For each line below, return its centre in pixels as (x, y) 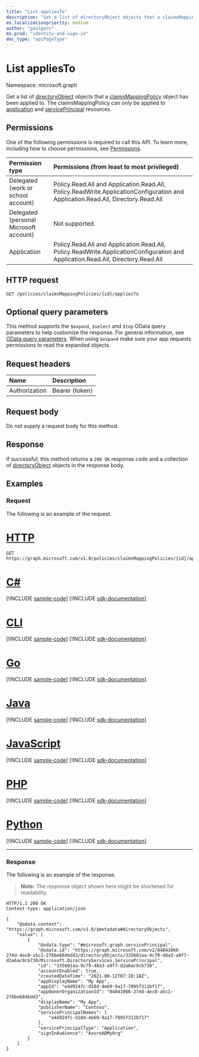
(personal (23, 220)
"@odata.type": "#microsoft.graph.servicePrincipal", (105, 945)
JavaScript (33, 744)
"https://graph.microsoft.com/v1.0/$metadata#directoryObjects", (88, 929)
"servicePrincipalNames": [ (73, 1012)
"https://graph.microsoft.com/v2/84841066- (127, 950)
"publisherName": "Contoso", (74, 1007)
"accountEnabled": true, (68, 971)
